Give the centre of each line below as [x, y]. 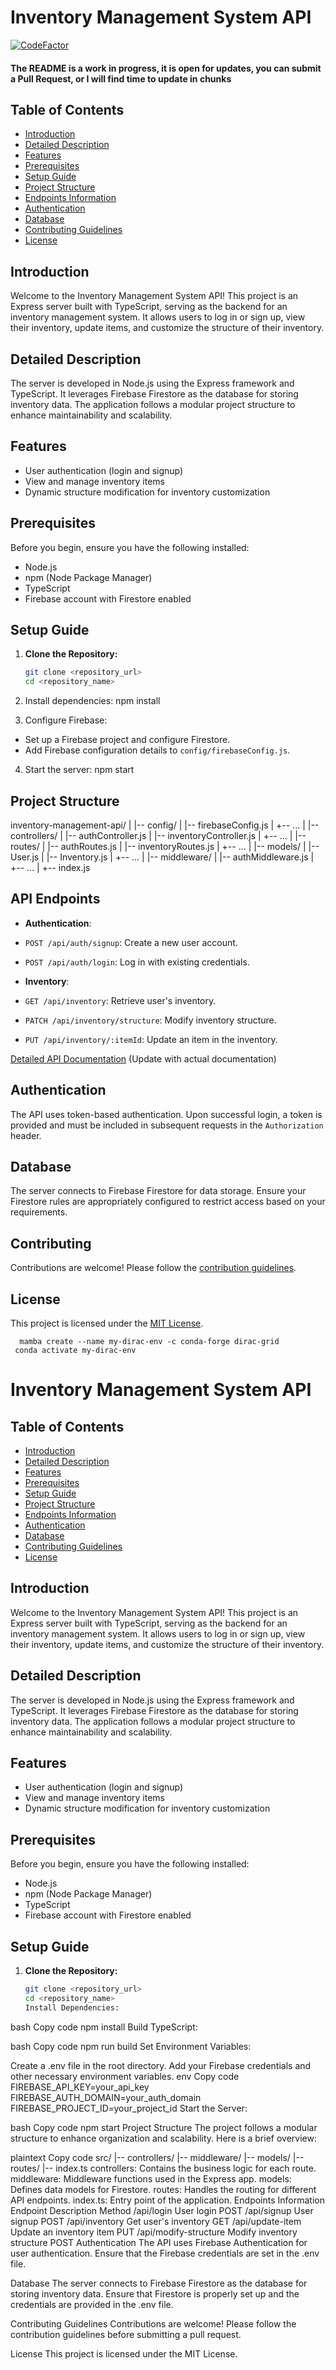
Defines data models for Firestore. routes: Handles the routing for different [163, 2189]
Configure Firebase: [66, 720]
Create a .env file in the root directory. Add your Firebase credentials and [161, 2065]
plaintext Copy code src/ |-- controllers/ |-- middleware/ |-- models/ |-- [157, 2157]
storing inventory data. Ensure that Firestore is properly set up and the [155, 2293]
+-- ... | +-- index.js [50, 867]
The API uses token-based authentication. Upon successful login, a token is [166, 1114]
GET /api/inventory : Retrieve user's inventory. [120, 1000]
